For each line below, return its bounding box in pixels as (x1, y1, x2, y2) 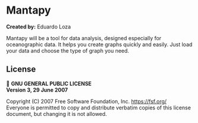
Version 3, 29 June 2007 (6, 86, 68, 93)
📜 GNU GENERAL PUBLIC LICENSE (6, 80, 92, 87)
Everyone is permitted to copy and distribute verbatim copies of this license (6, 104, 191, 111)
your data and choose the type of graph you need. (6, 47, 129, 54)
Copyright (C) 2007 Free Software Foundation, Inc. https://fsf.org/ (6, 98, 167, 105)
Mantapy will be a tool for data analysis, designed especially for (6, 34, 162, 41)
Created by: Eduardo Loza (6, 23, 71, 30)
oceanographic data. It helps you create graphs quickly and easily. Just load (6, 41, 193, 48)
